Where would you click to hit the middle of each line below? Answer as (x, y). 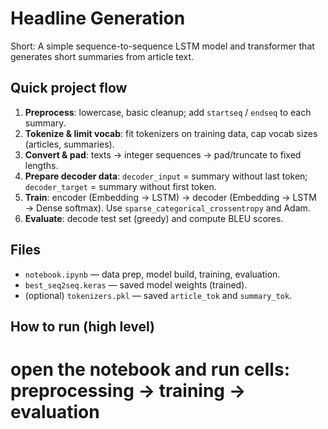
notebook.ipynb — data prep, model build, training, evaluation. (152, 274)
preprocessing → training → (128, 391)
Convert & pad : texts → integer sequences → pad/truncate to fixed (163, 154)
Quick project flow (69, 88)
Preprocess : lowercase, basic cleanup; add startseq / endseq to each (168, 112)
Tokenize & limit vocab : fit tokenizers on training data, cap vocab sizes (171, 133)
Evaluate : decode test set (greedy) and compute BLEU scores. (154, 218)
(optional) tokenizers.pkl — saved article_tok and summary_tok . (158, 295)
